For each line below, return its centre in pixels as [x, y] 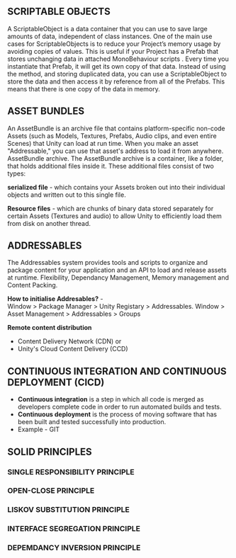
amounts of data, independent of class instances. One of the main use [110, 36]
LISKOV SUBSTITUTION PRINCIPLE [68, 510]
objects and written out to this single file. [67, 195]
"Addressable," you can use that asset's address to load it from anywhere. [116, 151]
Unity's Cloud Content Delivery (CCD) [73, 349]
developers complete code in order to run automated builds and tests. [119, 407]
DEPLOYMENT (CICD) [56, 382]
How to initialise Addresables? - [55, 299]
